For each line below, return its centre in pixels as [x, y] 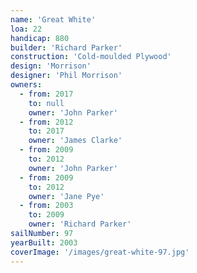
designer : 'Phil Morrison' [66, 76]
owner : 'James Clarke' [75, 141]
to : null [46, 103]
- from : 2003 [46, 206]
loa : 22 [26, 29]
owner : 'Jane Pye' [66, 196]
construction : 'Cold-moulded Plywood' [91, 57]
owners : [26, 85]
